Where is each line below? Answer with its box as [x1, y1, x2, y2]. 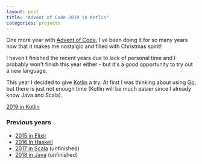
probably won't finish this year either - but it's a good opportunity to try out [6, 61, 193, 68]
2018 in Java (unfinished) [14, 151, 78, 158]
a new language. [6, 67, 48, 74]
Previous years [6, 118, 51, 127]
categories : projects [6, 20, 61, 26]
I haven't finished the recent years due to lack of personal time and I [6, 55, 176, 62]
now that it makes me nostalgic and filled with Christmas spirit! [6, 43, 162, 50]
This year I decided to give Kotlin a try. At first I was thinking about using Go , [6, 79, 197, 86]
